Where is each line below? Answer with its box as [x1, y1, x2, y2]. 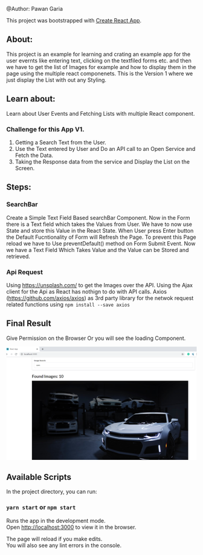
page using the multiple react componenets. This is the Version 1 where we [6, 70, 193, 77]
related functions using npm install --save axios [6, 301, 130, 308]
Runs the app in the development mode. [6, 517, 106, 524]
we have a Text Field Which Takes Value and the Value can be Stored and [6, 246, 189, 253]
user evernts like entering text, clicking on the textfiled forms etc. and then [6, 57, 192, 64]
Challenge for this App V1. [6, 125, 85, 133]
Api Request [6, 268, 43, 276]
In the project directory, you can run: [6, 488, 97, 496]
